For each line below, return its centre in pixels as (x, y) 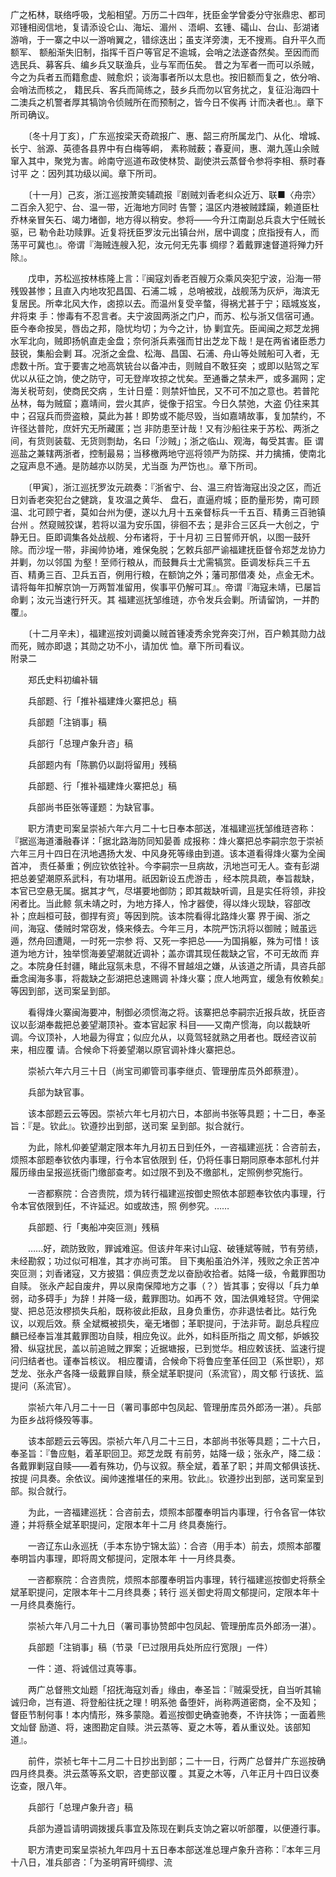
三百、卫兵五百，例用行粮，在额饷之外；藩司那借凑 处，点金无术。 (182, 574)
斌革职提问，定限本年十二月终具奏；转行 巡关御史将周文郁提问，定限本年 (160, 1592)
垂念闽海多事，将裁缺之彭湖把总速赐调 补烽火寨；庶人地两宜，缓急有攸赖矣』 (167, 978)
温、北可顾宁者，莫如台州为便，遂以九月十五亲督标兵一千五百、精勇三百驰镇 (168, 512)
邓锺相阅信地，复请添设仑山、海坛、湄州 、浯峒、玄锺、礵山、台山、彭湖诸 (165, 27)
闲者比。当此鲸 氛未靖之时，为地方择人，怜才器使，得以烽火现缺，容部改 (160, 903)
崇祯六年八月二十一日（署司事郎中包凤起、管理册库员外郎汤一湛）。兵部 (174, 1407)
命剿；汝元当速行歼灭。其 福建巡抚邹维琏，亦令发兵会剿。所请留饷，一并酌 (165, 599)
